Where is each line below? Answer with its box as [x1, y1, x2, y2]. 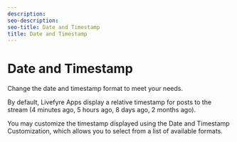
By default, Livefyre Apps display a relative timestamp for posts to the [7, 98, 212, 106]
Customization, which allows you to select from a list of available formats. [7, 127, 223, 136]
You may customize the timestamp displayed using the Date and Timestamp [7, 119, 230, 128]
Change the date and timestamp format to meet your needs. [7, 84, 184, 93]
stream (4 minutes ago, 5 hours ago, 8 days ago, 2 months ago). [7, 106, 196, 114]
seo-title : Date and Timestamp [7, 23, 100, 31]
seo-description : [7, 17, 59, 24]
